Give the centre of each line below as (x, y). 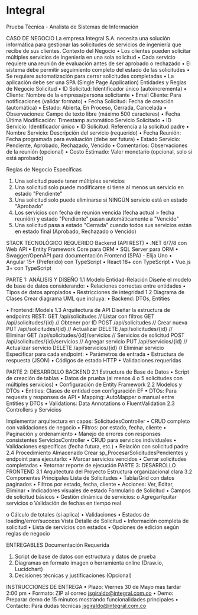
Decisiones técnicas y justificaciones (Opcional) (73, 575)
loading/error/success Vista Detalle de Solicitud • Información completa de (98, 521)
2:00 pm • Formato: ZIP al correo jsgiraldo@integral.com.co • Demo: (90, 593)
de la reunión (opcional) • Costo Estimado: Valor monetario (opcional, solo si (99, 151)
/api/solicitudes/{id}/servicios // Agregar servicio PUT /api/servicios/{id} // (97, 341)
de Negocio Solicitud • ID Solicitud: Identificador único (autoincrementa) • (97, 88)
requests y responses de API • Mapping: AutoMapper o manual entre (90, 397)
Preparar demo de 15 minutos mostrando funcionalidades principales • (92, 599)
